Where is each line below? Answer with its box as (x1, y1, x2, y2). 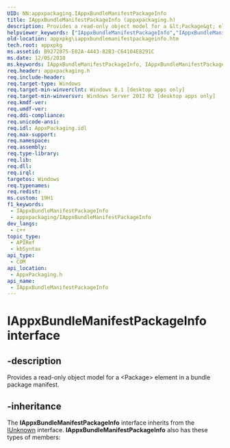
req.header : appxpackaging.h (7, 67, 90, 74)
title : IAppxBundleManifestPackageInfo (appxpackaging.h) (7, 16, 176, 23)
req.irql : (7, 169, 36, 176)
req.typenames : (7, 182, 51, 189)
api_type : (7, 252, 36, 259)
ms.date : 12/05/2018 (7, 55, 66, 62)
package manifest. (7, 381, 60, 389)
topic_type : (7, 233, 41, 240)
